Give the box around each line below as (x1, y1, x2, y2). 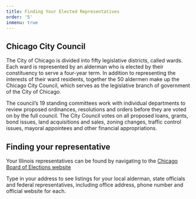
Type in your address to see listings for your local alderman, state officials (6, 175, 185, 182)
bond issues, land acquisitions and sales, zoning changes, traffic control (6, 118, 181, 125)
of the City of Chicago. (6, 88, 62, 95)
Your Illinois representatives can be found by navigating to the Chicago (6, 157, 178, 164)
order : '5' (6, 14, 33, 20)
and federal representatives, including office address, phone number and (6, 181, 184, 188)
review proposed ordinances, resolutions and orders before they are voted (6, 106, 187, 113)
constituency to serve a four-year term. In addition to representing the (6, 69, 176, 77)
